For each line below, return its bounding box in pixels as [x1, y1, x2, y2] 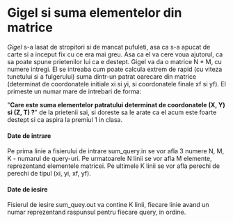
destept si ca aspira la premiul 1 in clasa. [7, 115, 123, 123]
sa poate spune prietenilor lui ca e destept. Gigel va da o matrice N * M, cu [7, 57, 223, 66]
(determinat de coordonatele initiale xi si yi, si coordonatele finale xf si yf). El [7, 79, 226, 88]
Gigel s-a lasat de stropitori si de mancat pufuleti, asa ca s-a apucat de [7, 43, 211, 51]
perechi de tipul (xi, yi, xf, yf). [7, 169, 92, 178]
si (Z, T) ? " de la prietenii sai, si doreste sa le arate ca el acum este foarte [7, 108, 217, 116]
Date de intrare [7, 131, 51, 140]
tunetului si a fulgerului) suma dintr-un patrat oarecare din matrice [7, 72, 197, 81]
